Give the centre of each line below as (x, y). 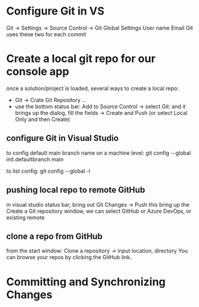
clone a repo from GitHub (54, 236)
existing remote (26, 217)
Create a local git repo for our (81, 59)
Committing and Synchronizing (86, 282)
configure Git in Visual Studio (62, 138)
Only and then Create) (43, 119)
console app (38, 72)
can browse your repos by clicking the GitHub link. (69, 257)
